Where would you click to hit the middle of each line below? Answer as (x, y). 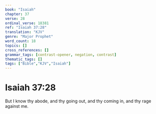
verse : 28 (15, 18)
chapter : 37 (17, 14)
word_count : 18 (20, 41)
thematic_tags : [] (24, 59)
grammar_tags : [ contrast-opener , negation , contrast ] (61, 55)
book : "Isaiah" (20, 9)
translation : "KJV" (25, 32)
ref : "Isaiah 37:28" (26, 28)
